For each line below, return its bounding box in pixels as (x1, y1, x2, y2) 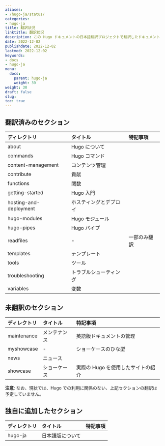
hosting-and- (7, 199, 40, 206)
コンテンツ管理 (71, 162, 106, 169)
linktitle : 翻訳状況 (5, 30, 44, 35)
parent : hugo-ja (14, 76, 48, 81)
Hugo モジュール (71, 215, 110, 222)
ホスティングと (71, 199, 106, 206)
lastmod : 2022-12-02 (5, 48, 48, 53)
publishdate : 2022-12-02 (5, 44, 56, 49)
